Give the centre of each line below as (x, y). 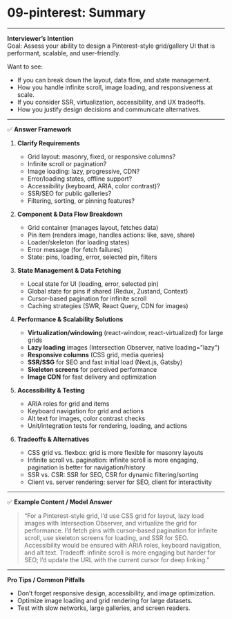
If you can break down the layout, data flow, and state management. (114, 80)
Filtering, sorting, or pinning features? (81, 200)
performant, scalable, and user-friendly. (64, 53)
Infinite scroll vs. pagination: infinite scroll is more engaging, (113, 460)
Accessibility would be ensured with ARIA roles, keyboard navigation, (123, 545)
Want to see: (25, 66)
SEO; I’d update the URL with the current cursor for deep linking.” (117, 559)
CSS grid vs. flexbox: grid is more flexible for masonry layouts (115, 452)
